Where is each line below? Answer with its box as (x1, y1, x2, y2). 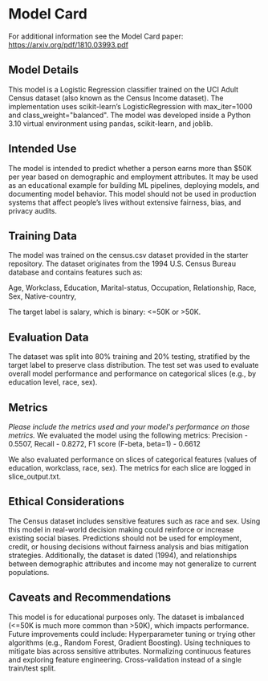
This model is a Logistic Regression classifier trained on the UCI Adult (8, 84, 239, 94)
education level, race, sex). (8, 377, 98, 387)
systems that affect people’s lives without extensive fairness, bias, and (8, 198, 242, 207)
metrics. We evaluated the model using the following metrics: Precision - (8, 430, 249, 440)
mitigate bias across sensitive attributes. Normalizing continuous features (8, 646, 251, 655)
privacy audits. (8, 206, 58, 215)
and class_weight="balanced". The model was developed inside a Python (8, 110, 251, 120)
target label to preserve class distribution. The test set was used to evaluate (8, 361, 259, 370)
